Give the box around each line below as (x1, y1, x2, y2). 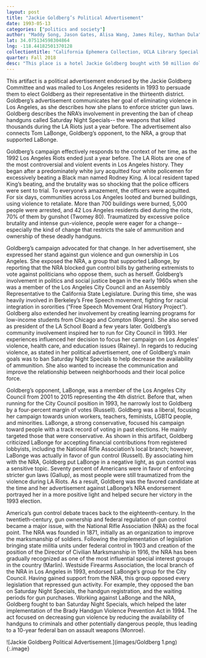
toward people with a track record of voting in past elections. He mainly (6, 426, 187, 433)
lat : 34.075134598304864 (6, 37, 70, 44)
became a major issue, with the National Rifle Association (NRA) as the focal (6, 522, 199, 529)
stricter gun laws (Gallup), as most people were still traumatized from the (6, 471, 191, 478)
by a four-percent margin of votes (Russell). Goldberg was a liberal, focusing (6, 406, 200, 413)
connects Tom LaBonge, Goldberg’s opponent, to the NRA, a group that (6, 129, 186, 137)
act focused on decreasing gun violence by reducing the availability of (6, 613, 184, 621)
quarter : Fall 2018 (6, 55, 56, 61)
